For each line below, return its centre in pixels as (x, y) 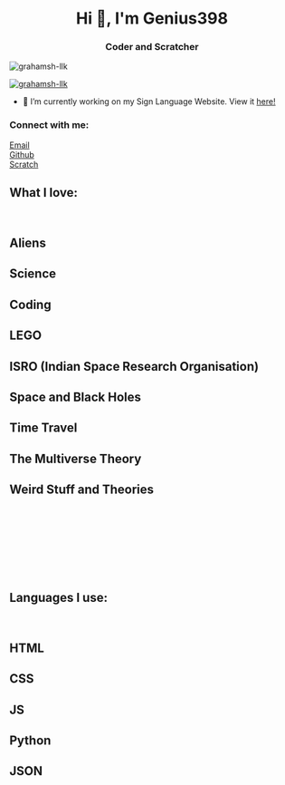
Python (30, 740)
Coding (30, 304)
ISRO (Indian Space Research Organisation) (134, 366)
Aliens (28, 242)
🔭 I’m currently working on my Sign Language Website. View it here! (149, 102)
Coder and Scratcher (152, 47)
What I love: (44, 193)
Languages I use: (59, 597)
